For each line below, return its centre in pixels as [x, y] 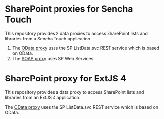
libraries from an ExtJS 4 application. [43, 97]
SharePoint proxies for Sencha [69, 9]
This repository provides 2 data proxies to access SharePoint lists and [76, 33]
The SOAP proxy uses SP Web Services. [54, 58]
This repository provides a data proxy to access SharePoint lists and [75, 92]
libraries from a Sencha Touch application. [48, 39]
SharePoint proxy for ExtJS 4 [66, 79]
